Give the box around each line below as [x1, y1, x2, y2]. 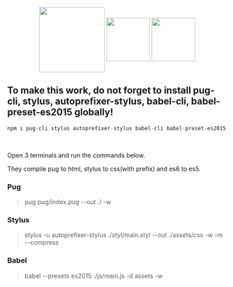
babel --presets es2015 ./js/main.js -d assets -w [24, 272, 163, 280]
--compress [24, 238, 59, 247]
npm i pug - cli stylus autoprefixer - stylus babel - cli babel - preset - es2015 [7, 125, 227, 132]
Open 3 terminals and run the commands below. [7, 150, 145, 160]
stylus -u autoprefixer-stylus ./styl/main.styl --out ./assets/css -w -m [24, 231, 223, 240]
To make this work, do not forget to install [7, 84, 192, 97]
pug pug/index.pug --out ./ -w [24, 197, 112, 205]
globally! [74, 107, 114, 118]
